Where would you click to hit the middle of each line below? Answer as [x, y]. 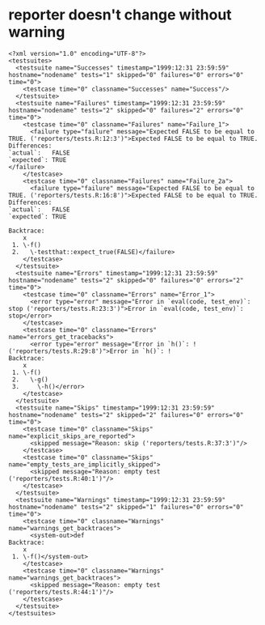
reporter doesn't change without [120, 15]
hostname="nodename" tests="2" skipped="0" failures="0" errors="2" [126, 280]
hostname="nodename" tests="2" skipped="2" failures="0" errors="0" [126, 415]
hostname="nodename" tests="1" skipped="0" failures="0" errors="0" [126, 74]
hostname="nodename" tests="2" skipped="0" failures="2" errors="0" [126, 110]
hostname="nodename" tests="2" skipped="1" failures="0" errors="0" [126, 507]
